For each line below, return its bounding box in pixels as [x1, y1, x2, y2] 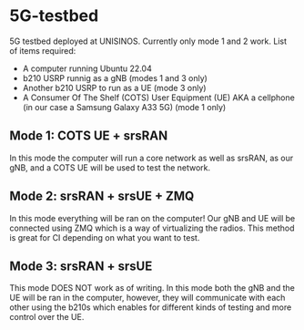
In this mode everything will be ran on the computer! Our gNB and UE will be [9, 212, 296, 223]
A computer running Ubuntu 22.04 [22, 63, 152, 74]
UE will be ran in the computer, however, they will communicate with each [9, 293, 286, 304]
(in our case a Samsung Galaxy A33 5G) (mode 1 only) [22, 101, 227, 112]
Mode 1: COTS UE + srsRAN [9, 129, 168, 144]
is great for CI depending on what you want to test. [9, 232, 200, 242]
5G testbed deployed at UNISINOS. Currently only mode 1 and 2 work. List [9, 36, 287, 46]
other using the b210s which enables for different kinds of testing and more [9, 302, 292, 313]
